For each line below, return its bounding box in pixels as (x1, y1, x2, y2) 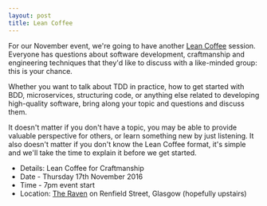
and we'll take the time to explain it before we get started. (8, 148, 197, 157)
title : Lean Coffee (8, 19, 73, 27)
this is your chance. (8, 66, 73, 76)
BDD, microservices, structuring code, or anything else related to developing (8, 90, 260, 99)
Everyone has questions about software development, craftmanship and (8, 49, 245, 59)
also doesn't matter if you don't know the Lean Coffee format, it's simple (8, 139, 246, 149)
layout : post (8, 11, 52, 20)
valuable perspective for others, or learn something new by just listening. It (8, 130, 254, 140)
